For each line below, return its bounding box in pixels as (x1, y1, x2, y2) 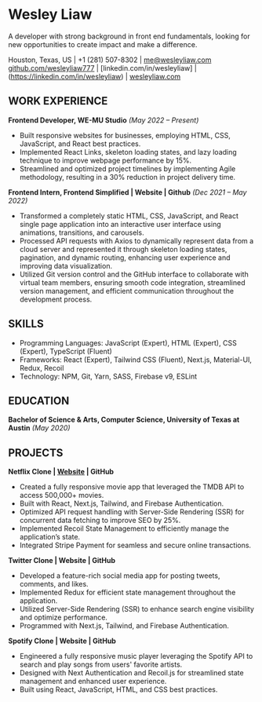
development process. (19, 294, 93, 304)
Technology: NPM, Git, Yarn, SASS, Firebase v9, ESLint (19, 371, 198, 381)
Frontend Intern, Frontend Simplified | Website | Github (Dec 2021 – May (8, 187, 247, 197)
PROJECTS (8, 446, 64, 459)
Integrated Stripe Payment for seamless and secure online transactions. (19, 540, 252, 550)
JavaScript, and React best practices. (19, 139, 141, 148)
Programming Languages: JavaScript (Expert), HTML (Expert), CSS (19, 338, 237, 347)
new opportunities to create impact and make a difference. (8, 39, 198, 49)
